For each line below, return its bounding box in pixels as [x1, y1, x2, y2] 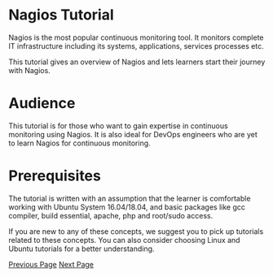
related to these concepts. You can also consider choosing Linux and [8, 235, 240, 245]
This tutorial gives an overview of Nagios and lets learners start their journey [8, 57, 266, 67]
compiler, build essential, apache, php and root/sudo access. [8, 210, 214, 220]
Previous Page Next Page [8, 259, 95, 269]
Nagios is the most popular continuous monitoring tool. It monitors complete [8, 32, 264, 42]
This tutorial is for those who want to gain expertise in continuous [8, 120, 228, 131]
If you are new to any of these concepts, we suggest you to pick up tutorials [8, 226, 264, 236]
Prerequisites [8, 167, 102, 185]
